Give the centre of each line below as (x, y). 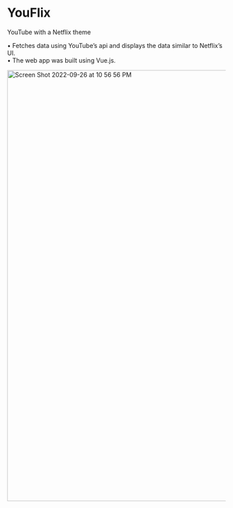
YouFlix (29, 13)
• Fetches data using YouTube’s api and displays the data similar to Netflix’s (115, 45)
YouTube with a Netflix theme (49, 32)
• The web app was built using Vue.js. (61, 60)
